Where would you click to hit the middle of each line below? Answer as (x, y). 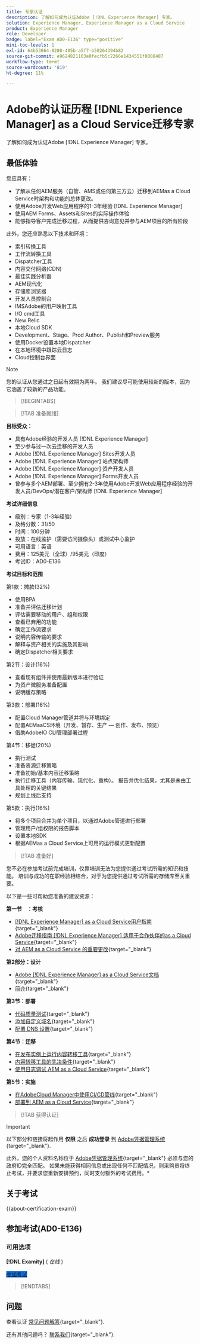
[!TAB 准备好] (37, 856)
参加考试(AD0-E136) (44, 1229)
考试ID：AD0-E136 (38, 561)
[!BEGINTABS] (38, 401)
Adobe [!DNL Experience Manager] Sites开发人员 (75, 454)
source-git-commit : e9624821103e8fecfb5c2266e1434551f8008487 (85, 56)
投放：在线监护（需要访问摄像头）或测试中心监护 (75, 539)
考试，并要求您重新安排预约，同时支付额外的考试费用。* (80, 1173)
